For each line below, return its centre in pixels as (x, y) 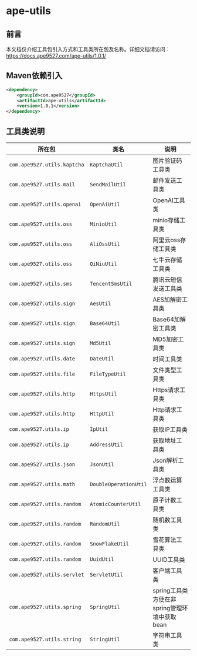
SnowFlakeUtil (110, 544)
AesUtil (101, 304)
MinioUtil (103, 224)
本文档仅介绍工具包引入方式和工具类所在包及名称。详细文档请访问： (88, 49)
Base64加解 (169, 319)
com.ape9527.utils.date (42, 359)
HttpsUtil (103, 394)
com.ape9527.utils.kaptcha (47, 165)
